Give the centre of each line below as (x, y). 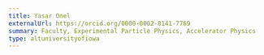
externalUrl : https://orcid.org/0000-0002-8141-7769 (100, 23)
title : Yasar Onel (39, 16)
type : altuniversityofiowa (54, 38)
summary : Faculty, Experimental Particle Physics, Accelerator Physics (132, 31)
